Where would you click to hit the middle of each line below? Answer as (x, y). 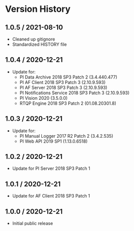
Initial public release (33, 224)
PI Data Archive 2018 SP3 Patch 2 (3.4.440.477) (68, 77)
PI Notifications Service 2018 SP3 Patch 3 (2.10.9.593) (74, 93)
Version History (38, 9)
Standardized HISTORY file (39, 44)
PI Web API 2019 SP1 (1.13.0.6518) (53, 141)
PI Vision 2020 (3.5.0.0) (44, 98)
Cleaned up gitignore (33, 39)
